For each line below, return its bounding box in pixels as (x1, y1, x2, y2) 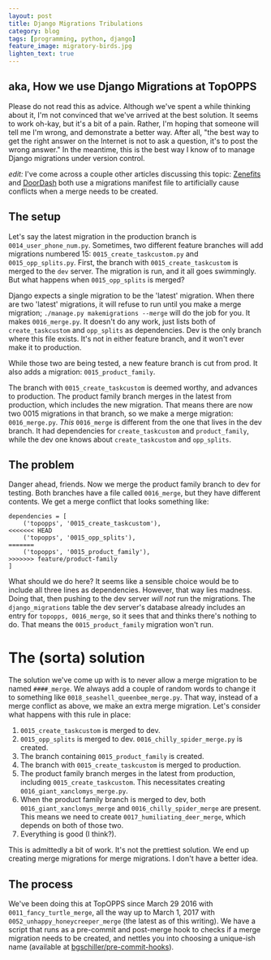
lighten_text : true (8, 50, 75, 58)
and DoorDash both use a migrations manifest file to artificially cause (8, 177, 239, 187)
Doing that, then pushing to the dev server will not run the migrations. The (8, 594, 256, 604)
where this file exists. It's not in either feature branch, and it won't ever (8, 334, 245, 343)
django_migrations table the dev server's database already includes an (8, 603, 246, 613)
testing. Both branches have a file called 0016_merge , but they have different (8, 488, 261, 498)
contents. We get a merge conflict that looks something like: (8, 497, 209, 507)
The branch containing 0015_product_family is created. (19, 752, 204, 761)
